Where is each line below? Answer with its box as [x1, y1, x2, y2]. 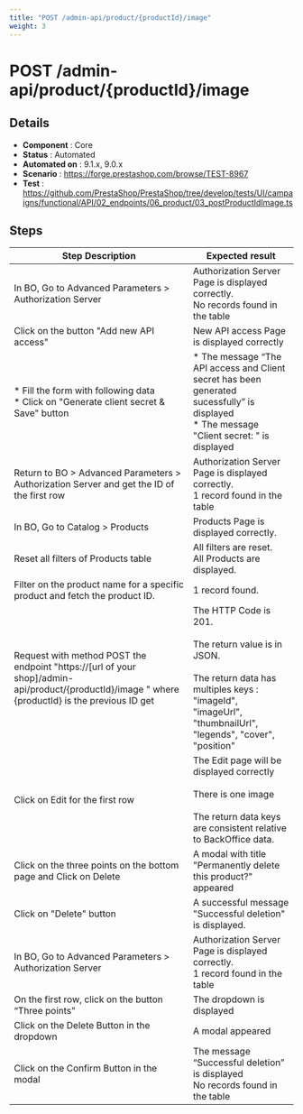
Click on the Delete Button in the [14, 1019, 151, 1032]
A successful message [192, 897, 289, 909]
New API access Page [192, 325, 287, 337]
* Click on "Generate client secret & [14, 396, 165, 409]
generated [192, 384, 237, 397]
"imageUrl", [192, 705, 243, 718]
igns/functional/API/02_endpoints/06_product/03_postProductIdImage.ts [22, 197, 293, 207]
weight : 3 [9, 22, 47, 31]
